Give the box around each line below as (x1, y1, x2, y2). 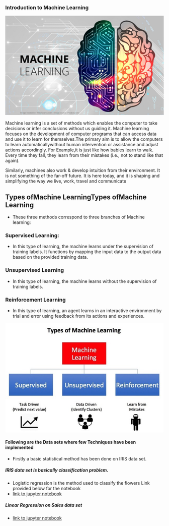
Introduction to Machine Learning (5, 4, 89, 11)
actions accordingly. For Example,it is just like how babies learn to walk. (5, 147, 154, 153)
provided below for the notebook (12, 485, 81, 491)
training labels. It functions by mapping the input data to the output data (12, 249, 161, 255)
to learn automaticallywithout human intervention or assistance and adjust (5, 142, 158, 148)
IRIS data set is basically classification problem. (5, 467, 109, 473)
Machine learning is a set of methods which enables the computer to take (5, 120, 157, 126)
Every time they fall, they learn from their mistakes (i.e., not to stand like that (5, 152, 163, 158)
